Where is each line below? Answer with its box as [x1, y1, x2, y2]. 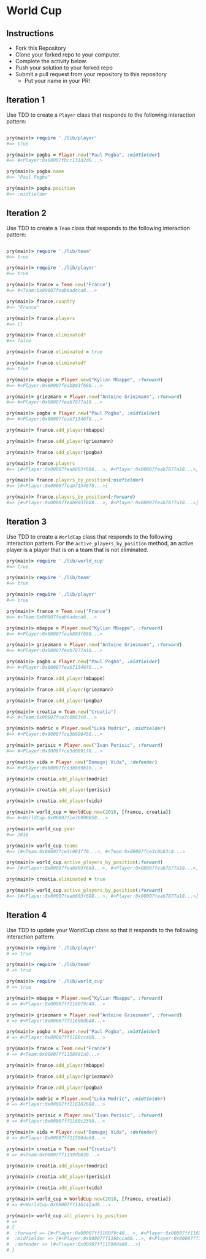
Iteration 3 [6, 516, 47, 527]
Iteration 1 [6, 95, 45, 105]
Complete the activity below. [15, 58, 88, 64]
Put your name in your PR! [24, 77, 91, 84]
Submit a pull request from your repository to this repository [15, 71, 167, 77]
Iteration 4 [6, 910, 47, 921]
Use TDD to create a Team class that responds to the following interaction [6, 224, 190, 232]
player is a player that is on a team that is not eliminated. [6, 546, 148, 553]
